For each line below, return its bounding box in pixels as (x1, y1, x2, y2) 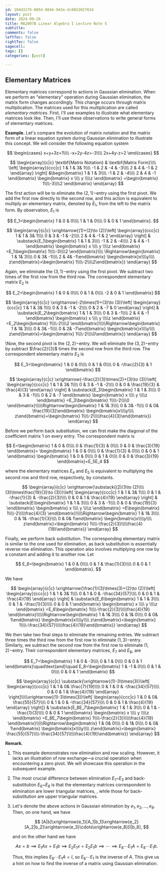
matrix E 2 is (5, 279, 29, 286)
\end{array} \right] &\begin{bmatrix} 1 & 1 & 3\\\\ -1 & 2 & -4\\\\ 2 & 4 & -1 (10, 170, 156, 176)
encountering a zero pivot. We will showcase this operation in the (12, 760, 146, 766)
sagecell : (5, 44, 26, 49)
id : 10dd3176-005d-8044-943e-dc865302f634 (5, 7, 94, 12)
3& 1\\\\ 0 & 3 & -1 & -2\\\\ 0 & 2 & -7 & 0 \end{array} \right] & (37, 304, 159, 310)
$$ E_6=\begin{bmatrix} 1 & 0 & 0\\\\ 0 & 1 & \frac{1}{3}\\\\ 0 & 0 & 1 (15, 561, 151, 567)
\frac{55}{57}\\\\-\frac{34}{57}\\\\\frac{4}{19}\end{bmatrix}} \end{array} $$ (6, 731, 160, 737)
